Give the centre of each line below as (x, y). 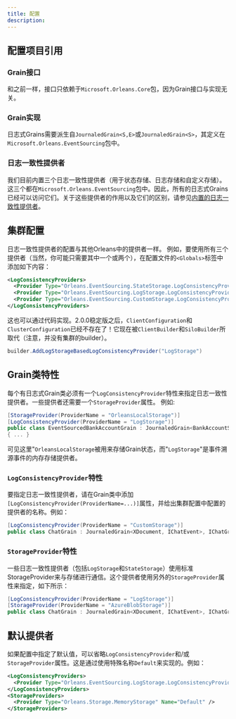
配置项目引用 (35, 50)
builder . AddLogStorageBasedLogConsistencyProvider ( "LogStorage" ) (105, 351)
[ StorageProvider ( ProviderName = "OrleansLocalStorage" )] (94, 415)
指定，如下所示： (44, 585)
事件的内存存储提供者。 (47, 458)
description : (26, 20)
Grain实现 (24, 118)
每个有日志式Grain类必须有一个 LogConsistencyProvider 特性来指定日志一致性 (117, 393)
